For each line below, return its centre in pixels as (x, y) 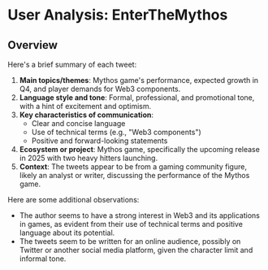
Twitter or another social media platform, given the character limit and (136, 250)
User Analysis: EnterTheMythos (118, 15)
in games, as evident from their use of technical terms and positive (131, 224)
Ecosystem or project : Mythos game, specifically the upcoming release (140, 149)
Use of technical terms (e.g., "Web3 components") (117, 132)
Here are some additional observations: (73, 200)
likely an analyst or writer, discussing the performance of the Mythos (134, 175)
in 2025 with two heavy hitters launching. (89, 158)
